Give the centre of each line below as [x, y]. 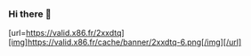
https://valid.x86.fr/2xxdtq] [75, 33]
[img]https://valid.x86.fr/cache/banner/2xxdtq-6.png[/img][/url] [125, 42]
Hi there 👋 [30, 14]
